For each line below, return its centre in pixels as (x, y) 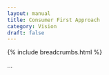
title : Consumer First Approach (53, 20)
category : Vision (32, 26)
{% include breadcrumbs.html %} (54, 52)
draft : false (26, 33)
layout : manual (29, 13)
